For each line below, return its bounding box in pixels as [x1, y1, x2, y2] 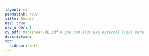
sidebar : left [9, 43, 38, 48]
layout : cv [5, 7, 28, 12]
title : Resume [5, 16, 34, 21]
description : [5, 35, 32, 39]
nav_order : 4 [5, 25, 32, 30]
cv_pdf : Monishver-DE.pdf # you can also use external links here [5, 30, 144, 35]
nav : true [5, 20, 26, 26]
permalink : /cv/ [5, 12, 38, 17]
